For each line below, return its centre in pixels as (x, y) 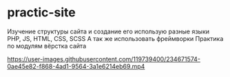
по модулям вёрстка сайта (47, 46)
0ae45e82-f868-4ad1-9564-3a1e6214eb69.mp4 (76, 66)
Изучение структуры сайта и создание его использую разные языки (108, 31)
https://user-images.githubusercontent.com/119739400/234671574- (104, 59)
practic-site (41, 13)
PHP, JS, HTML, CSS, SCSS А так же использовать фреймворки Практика (115, 38)
